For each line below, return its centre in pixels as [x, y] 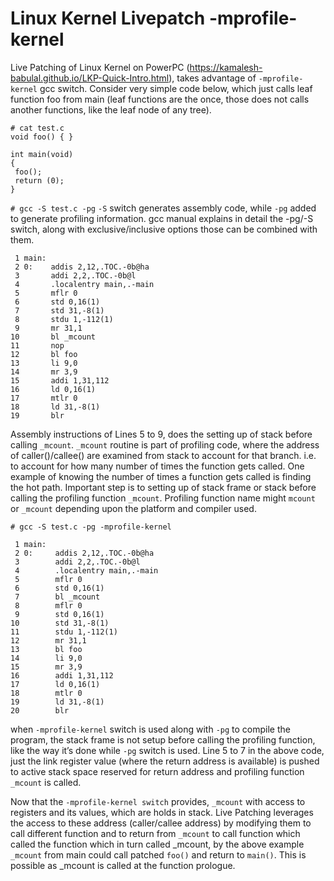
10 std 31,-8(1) [60, 623]
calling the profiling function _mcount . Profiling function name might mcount [163, 498]
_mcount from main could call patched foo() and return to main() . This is [158, 854]
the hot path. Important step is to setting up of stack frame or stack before [163, 487]
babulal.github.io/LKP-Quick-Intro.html [90, 78]
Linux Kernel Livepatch [108, 18]
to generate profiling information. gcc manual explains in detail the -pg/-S [162, 218]
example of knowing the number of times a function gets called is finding [161, 476]
